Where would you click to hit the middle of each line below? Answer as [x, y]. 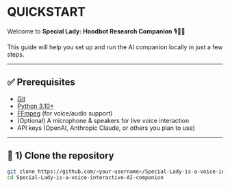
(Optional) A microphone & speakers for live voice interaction [103, 120]
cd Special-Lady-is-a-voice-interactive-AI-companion [86, 178]
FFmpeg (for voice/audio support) [65, 113]
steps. [16, 54]
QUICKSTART [46, 12]
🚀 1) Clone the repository [61, 156]
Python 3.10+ [36, 106]
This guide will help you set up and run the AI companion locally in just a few [115, 47]
